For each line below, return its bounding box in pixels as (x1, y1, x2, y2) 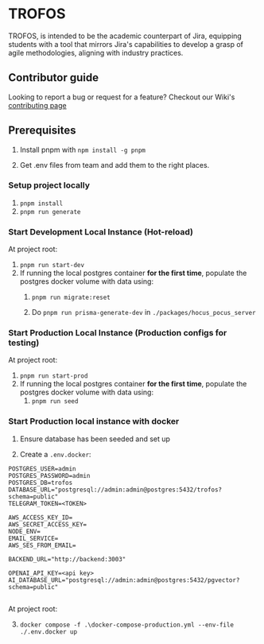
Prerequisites (8, 124, 76, 138)
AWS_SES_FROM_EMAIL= (8, 541, 77, 549)
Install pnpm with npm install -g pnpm (19, 145, 146, 154)
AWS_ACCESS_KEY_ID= (8, 514, 73, 522)
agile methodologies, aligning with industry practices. (8, 48, 184, 57)
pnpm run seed (31, 398, 79, 405)
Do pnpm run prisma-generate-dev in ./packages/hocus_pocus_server (31, 308, 256, 317)
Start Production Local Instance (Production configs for (8, 328, 227, 339)
